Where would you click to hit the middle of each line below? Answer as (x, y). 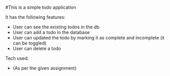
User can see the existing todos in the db (56, 27)
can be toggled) (29, 43)
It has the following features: (35, 17)
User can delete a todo (37, 48)
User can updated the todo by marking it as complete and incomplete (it (89, 38)
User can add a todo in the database (51, 32)
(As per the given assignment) (45, 68)
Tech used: (17, 58)
